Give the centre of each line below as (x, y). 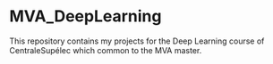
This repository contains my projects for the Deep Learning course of (137, 41)
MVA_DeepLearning (85, 16)
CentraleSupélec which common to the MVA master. (106, 50)
